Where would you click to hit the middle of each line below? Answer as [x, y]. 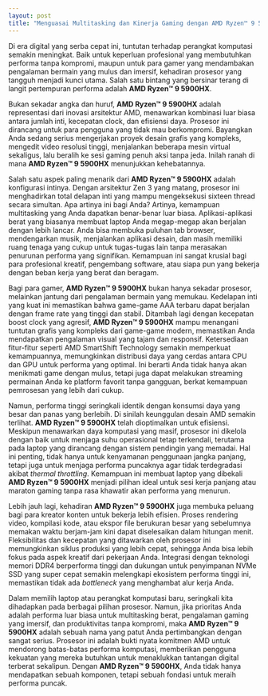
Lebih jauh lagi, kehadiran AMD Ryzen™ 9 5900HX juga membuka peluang [131, 506]
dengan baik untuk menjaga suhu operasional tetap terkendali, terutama [126, 439]
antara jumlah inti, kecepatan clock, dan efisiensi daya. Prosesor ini [119, 121]
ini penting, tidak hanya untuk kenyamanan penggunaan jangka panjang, [127, 456]
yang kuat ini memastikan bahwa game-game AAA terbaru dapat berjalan [129, 305]
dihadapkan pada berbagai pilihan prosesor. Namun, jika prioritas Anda [125, 606]
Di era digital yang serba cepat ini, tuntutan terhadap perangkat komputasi [130, 46]
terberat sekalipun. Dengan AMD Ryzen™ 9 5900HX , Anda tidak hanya [125, 666]
